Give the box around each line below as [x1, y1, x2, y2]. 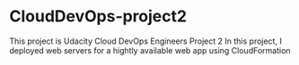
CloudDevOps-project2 [9, 6, 187, 27]
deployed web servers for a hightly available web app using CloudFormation [9, 45, 291, 55]
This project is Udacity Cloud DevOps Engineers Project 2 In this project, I [9, 36, 283, 46]
